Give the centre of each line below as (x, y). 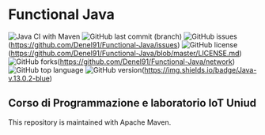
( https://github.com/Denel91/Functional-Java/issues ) (94, 44)
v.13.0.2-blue (29, 78)
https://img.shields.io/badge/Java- (201, 69)
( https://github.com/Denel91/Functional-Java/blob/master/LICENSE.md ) (125, 53)
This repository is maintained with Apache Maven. (90, 122)
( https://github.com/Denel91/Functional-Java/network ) (146, 62)
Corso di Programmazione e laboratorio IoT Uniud (132, 103)
